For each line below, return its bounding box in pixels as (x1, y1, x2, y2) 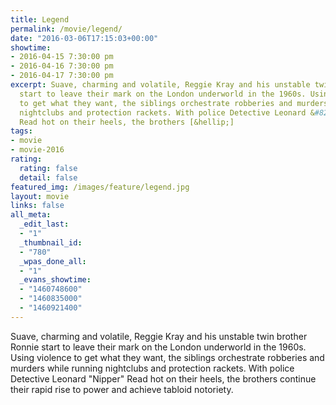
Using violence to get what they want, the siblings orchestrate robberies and (10, 351, 325, 363)
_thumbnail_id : (19, 237, 83, 248)
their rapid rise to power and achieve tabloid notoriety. (10, 383, 234, 395)
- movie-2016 (10, 145, 65, 155)
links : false (10, 201, 65, 211)
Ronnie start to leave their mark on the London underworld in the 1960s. (10, 341, 307, 353)
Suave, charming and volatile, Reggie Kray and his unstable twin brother (10, 330, 308, 342)
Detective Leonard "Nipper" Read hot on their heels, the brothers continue (10, 372, 317, 385)
